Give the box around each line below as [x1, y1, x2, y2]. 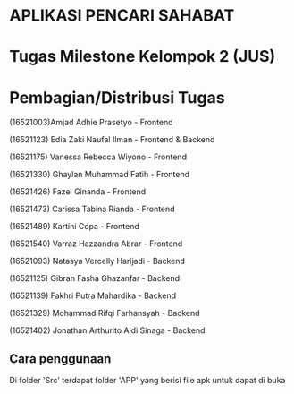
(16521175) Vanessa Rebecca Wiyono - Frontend [9, 151, 188, 162]
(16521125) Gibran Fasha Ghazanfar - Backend [9, 273, 181, 284]
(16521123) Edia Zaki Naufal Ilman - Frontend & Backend [9, 134, 215, 145]
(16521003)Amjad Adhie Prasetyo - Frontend [9, 117, 173, 128]
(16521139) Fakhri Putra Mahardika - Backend [9, 290, 177, 301]
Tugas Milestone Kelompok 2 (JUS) [9, 47, 276, 67]
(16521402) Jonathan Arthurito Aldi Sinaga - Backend [9, 325, 206, 336]
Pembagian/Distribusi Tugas [9, 87, 225, 107]
